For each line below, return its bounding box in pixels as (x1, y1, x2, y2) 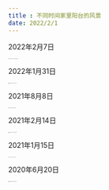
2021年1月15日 (8, 140, 55, 149)
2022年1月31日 (8, 67, 57, 76)
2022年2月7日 (8, 41, 54, 52)
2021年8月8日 (8, 91, 54, 100)
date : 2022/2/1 (8, 19, 58, 27)
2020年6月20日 (8, 165, 59, 175)
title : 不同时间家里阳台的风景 (8, 11, 102, 20)
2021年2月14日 (8, 116, 57, 126)
